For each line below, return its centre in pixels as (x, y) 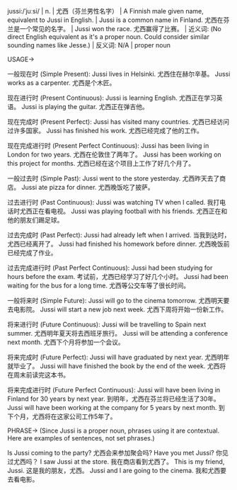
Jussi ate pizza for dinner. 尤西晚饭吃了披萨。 (87, 187)
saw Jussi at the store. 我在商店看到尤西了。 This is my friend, (134, 462)
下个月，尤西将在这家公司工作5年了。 (62, 416)
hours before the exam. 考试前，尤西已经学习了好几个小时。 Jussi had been (118, 277)
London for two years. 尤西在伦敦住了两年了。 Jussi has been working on (114, 154)
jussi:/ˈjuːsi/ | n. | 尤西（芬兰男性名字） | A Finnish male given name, (105, 11)
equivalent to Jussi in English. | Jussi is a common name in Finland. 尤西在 (115, 20)
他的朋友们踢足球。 (35, 220)
